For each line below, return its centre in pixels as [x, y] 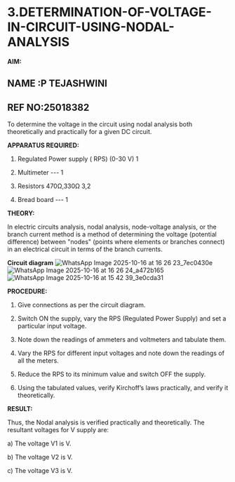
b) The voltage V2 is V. [40, 457]
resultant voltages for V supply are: [58, 430]
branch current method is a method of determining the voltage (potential [112, 234]
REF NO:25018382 [48, 107]
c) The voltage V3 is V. [40, 471]
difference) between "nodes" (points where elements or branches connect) [116, 242]
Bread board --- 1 [43, 200]
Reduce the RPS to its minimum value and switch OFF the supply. [112, 374]
